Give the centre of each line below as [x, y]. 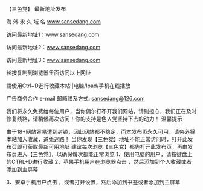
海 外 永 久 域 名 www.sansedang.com [54, 22]
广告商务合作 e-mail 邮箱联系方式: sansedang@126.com [76, 99]
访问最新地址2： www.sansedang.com [53, 47]
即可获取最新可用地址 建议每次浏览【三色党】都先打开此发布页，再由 [102, 147]
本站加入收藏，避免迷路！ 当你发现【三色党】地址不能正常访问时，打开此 [97, 139]
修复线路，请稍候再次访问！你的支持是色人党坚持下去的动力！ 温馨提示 [94, 119]
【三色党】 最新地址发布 [36, 9]
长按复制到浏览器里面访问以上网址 [49, 73]
